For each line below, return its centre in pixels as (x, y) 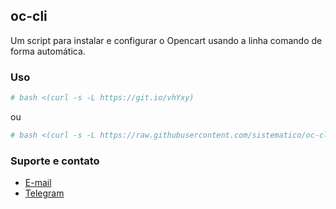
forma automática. (48, 51)
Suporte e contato (55, 161)
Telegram (44, 193)
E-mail (38, 183)
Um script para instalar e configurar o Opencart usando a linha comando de (166, 40)
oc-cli (29, 16)
